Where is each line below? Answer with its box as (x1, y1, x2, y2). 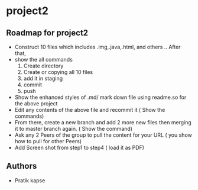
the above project (14, 100, 58, 107)
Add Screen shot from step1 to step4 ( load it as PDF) (14, 144, 145, 151)
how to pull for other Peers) (14, 138, 82, 144)
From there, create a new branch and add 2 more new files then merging (14, 119, 192, 125)
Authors (6, 161, 37, 171)
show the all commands (14, 56, 73, 63)
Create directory (23, 62, 64, 69)
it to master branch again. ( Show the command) (14, 125, 133, 132)
